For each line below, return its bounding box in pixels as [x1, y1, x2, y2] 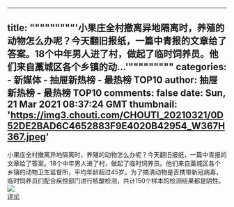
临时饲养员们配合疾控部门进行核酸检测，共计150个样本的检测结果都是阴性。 [7, 176, 225, 185]
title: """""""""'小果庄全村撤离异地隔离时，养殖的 [7, 22, 225, 34]
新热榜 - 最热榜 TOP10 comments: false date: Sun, [7, 88, 226, 99]
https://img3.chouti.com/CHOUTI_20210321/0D [10, 109, 224, 122]
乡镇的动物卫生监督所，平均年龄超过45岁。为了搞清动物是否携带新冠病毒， [7, 167, 223, 176]
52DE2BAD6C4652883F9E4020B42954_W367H [7, 120, 225, 132]
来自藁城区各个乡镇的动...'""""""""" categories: [16, 61, 227, 73]
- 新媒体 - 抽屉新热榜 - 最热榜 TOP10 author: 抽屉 [7, 74, 218, 86]
